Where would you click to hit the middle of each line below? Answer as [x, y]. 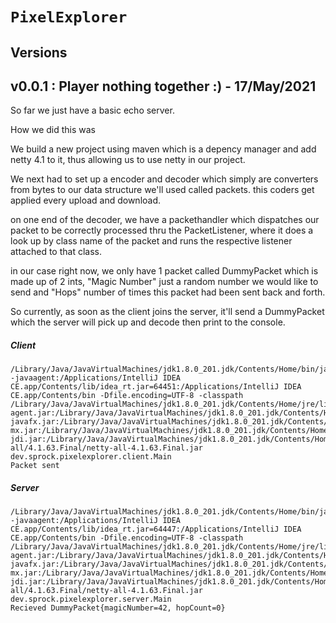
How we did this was [53, 130]
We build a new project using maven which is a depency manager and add [163, 149]
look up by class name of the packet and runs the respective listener [151, 241]
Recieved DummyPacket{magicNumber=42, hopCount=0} [118, 608]
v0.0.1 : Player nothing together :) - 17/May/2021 [163, 86]
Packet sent [35, 466]
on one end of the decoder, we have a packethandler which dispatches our [165, 220]
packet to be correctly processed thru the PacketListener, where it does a [162, 230]
